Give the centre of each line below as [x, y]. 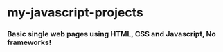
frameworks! [29, 42]
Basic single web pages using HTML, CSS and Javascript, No [111, 34]
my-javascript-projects [75, 13]
